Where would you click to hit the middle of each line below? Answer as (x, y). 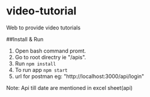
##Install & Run (25, 39)
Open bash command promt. (50, 51)
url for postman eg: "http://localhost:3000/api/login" (79, 76)
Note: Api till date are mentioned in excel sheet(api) (70, 87)
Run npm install (35, 63)
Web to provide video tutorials (43, 28)
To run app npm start (41, 69)
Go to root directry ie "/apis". (50, 57)
